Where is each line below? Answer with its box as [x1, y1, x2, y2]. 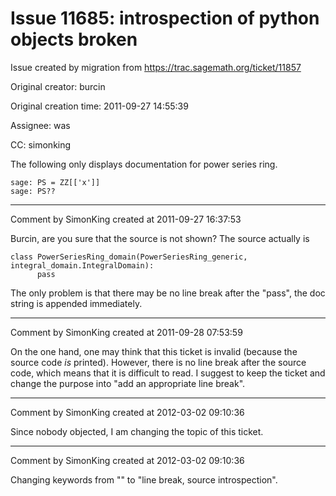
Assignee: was [10, 119, 71, 131]
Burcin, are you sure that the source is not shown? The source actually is [10, 232, 310, 244]
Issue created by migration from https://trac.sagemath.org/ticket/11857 [10, 61, 302, 73]
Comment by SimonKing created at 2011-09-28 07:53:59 [10, 326, 243, 338]
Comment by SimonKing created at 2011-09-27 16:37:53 [10, 213, 242, 225]
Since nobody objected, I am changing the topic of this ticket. [10, 425, 264, 437]
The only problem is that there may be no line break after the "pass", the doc [10, 287, 326, 299]
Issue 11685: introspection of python [10, 7, 320, 30]
